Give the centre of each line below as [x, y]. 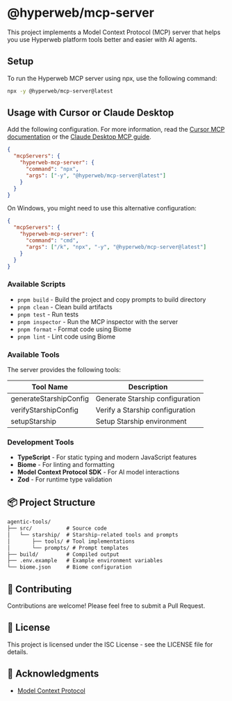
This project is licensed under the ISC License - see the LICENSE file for [110, 644]
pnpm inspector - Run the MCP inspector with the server [98, 321]
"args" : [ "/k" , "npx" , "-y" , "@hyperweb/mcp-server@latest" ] [116, 247]
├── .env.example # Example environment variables [85, 561]
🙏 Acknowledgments [53, 674]
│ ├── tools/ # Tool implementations [71, 541]
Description [148, 387]
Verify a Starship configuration [146, 410]
